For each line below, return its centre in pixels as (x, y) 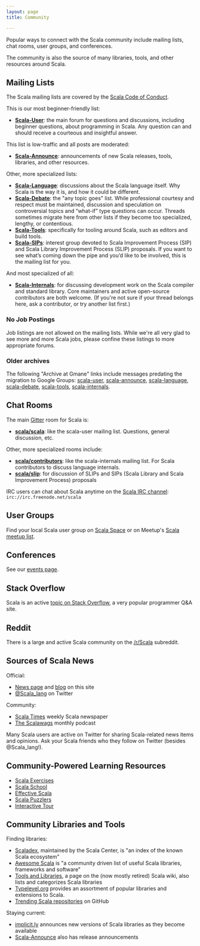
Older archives (28, 361)
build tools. (28, 236)
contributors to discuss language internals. (67, 467)
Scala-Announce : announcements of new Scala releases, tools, (93, 156)
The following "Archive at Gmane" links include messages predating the (94, 374)
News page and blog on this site (54, 687)
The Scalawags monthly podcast (55, 723)
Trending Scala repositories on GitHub (62, 901)
